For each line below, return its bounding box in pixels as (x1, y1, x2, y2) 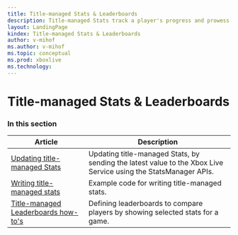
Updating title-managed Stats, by (88, 149, 200, 159)
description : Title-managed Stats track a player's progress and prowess (7, 17, 230, 24)
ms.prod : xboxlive (7, 57, 62, 64)
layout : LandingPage (7, 23, 69, 30)
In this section (7, 118, 57, 128)
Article (34, 137, 58, 147)
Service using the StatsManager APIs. (88, 167, 215, 177)
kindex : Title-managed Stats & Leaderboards (7, 30, 141, 38)
